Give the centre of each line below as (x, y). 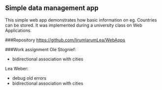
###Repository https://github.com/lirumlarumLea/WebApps (65, 40)
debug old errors (29, 78)
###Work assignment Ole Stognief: (40, 49)
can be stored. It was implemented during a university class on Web (74, 25)
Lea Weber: (17, 68)
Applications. (18, 30)
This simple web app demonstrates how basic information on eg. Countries (81, 20)
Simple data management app (52, 8)
